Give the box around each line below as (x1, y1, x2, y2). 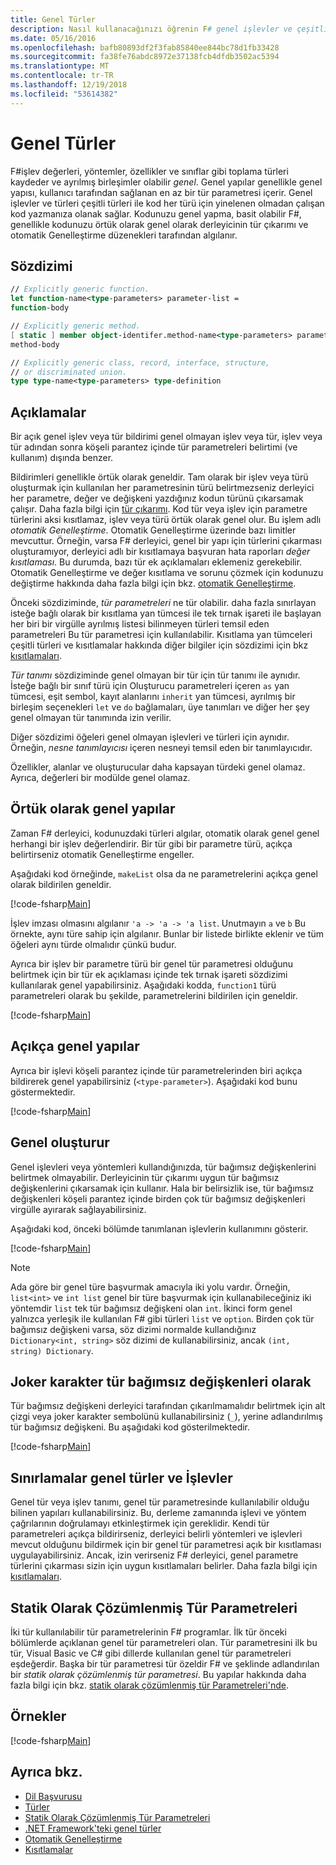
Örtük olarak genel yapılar (10, 801, 176, 818)
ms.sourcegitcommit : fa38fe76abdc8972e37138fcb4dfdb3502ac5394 (10, 52, 280, 62)
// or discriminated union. (10, 367, 128, 377)
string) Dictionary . (10, 1344, 94, 1356)
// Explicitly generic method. (10, 321, 141, 331)
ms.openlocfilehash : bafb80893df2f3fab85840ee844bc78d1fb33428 (10, 42, 280, 53)
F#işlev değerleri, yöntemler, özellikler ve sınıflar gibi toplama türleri (10, 165, 289, 177)
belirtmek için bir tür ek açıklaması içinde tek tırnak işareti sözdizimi (10, 968, 288, 980)
